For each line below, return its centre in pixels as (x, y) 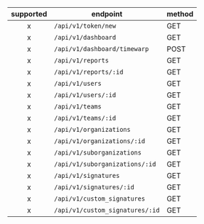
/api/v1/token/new (85, 26)
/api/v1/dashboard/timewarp (102, 49)
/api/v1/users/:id (85, 95)
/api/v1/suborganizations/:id (105, 164)
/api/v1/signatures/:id (95, 187)
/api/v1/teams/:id (85, 118)
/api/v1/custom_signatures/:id (107, 210)
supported (29, 14)
